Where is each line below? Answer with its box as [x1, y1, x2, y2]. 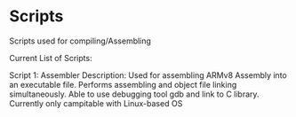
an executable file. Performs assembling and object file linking [9, 79, 237, 90]
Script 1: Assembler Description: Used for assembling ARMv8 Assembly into [9, 69, 287, 81]
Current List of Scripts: [9, 52, 92, 63]
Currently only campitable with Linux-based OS [9, 97, 183, 108]
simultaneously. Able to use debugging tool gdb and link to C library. [9, 89, 260, 99]
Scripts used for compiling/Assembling [9, 35, 151, 46]
